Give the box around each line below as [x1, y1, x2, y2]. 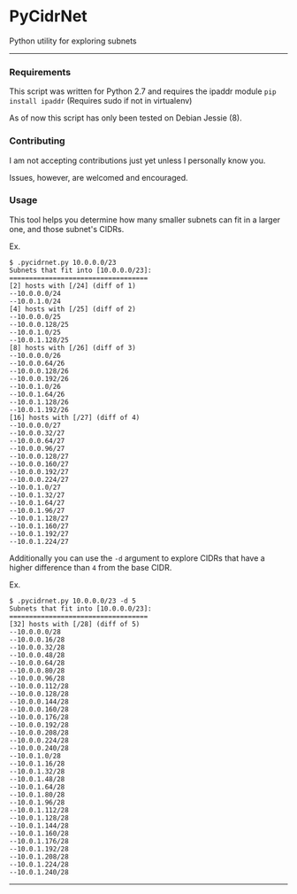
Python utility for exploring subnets [9, 35, 137, 46]
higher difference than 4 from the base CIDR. [9, 562, 172, 572]
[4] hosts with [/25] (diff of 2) [9, 304, 137, 314]
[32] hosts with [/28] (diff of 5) [9, 619, 141, 628]
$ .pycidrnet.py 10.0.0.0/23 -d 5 [9, 596, 137, 605]
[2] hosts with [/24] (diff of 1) [9, 281, 137, 290]
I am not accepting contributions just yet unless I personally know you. [9, 155, 266, 166]
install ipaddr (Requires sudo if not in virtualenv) [9, 96, 193, 106]
